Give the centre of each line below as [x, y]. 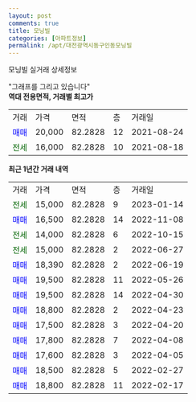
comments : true [34, 23]
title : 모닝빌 [29, 31]
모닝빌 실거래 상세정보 [43, 70]
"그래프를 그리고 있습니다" [49, 87]
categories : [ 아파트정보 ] [47, 38]
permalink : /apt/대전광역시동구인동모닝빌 [70, 46]
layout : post [30, 16]
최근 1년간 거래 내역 [39, 169]
